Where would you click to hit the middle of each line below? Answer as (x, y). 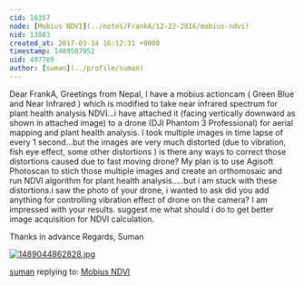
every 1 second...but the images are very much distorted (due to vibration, (148, 142)
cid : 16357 (30, 18)
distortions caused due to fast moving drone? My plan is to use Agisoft (142, 161)
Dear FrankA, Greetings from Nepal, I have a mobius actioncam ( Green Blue (152, 94)
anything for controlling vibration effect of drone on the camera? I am (138, 199)
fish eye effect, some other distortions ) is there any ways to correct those (148, 151)
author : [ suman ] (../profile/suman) (77, 69)
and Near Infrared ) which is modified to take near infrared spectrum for (144, 103)
